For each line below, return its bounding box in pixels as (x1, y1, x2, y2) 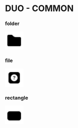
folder (5, 20, 20, 27)
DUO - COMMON (5, 3, 74, 14)
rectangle (5, 94, 28, 101)
